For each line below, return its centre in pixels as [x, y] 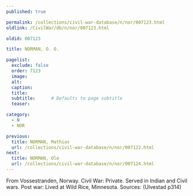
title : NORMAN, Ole [35, 158]
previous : [18, 136]
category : [18, 115]
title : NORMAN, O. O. [33, 49]
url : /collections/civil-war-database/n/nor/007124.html [83, 164]
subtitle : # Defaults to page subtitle [67, 98]
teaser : [21, 104]
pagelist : [18, 60]
